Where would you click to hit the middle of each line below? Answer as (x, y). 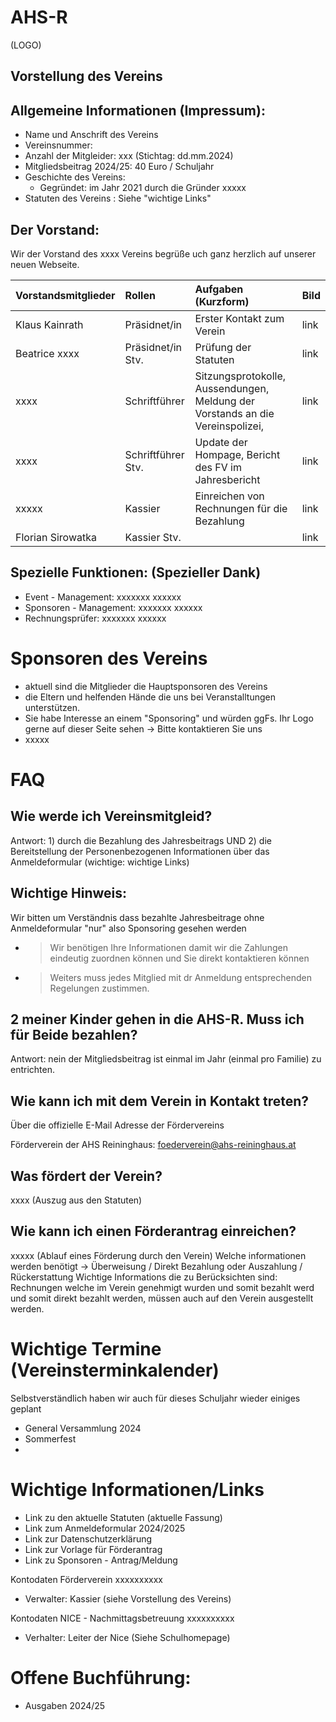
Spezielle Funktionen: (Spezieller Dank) (136, 572)
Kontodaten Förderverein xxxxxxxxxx (86, 1579)
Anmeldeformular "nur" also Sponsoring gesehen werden (128, 928)
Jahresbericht (227, 479)
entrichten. (32, 1070)
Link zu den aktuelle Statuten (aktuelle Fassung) (123, 1517)
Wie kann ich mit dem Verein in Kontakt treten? (160, 1101)
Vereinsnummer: (58, 145)
